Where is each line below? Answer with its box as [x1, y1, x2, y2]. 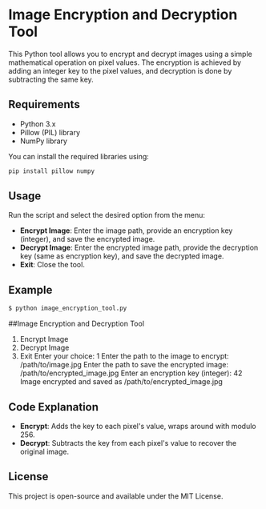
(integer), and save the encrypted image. [19, 234, 155, 244]
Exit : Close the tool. [19, 260, 86, 270]
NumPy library [19, 136, 68, 146]
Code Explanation [8, 400, 99, 414]
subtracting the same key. [8, 74, 94, 84]
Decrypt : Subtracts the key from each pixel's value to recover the [19, 438, 237, 447]
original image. [19, 447, 70, 456]
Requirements [8, 98, 80, 111]
